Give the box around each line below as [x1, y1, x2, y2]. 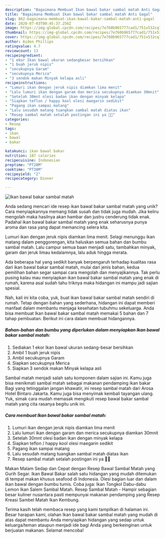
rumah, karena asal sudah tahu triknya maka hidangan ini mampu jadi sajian [5, 280, 158, 286]
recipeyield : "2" [5, 172, 41, 177]
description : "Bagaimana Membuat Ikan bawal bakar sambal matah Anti [5, 7, 151, 12]
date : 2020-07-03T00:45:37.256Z [5, 21, 71, 26]
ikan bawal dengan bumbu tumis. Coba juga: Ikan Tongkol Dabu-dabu [5, 481, 146, 487]
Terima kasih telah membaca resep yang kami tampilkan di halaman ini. [5, 507, 149, 512]
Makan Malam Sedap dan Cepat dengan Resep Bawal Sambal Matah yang [5, 466, 155, 472]
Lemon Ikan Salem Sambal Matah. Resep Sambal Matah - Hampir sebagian [5, 486, 157, 492]
